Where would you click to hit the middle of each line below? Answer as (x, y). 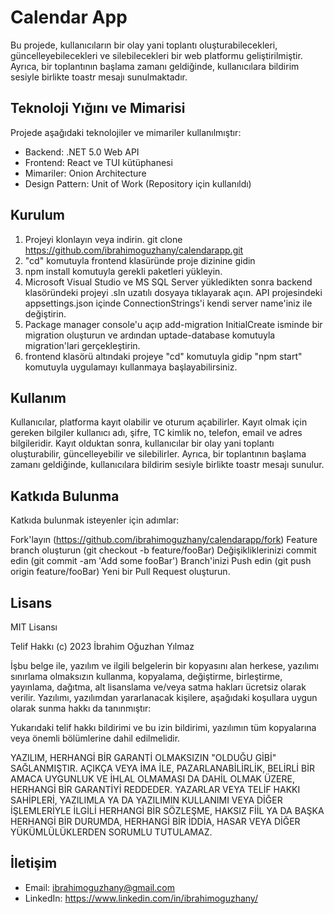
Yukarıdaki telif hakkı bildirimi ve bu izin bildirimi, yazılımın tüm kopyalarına (163, 727)
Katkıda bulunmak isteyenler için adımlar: (95, 520)
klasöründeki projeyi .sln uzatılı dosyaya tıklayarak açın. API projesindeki (173, 292)
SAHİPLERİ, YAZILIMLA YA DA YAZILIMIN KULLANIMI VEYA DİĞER (146, 800)
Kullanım (38, 397)
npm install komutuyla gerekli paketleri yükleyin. (123, 271)
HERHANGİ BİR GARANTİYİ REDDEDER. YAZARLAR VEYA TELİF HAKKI (155, 789)
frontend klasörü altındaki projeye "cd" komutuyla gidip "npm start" (163, 356)
